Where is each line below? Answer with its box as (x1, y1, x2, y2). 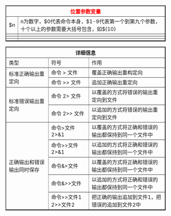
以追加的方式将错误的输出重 (91, 106, 158, 113)
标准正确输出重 (9, 70, 45, 77)
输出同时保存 (9, 166, 40, 173)
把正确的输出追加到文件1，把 (91, 194, 161, 200)
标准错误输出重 (9, 98, 45, 105)
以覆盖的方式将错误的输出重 (91, 89, 158, 96)
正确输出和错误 (9, 159, 45, 166)
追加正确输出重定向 (91, 79, 138, 86)
